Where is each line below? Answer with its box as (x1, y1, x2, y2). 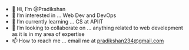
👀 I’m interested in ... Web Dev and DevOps (11, 12, 117, 19)
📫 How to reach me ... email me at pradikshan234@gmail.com (11, 37, 164, 44)
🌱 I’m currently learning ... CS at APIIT (11, 18, 104, 25)
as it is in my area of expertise (11, 31, 85, 38)
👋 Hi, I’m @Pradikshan (11, 6, 66, 12)
